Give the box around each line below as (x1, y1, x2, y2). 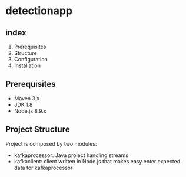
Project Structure (5, 124, 70, 135)
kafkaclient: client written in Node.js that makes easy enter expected (14, 158, 181, 165)
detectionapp (5, 4, 73, 18)
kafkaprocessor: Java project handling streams (14, 152, 129, 159)
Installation (14, 62, 41, 69)
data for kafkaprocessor (14, 164, 73, 171)
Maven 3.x (14, 94, 40, 101)
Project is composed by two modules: (5, 140, 97, 147)
